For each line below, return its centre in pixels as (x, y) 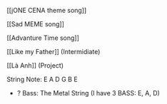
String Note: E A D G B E (42, 79)
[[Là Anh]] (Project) (35, 66)
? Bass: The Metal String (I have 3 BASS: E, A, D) (88, 93)
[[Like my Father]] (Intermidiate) (54, 52)
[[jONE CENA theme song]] (47, 10)
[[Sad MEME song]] (36, 24)
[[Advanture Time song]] (43, 38)
